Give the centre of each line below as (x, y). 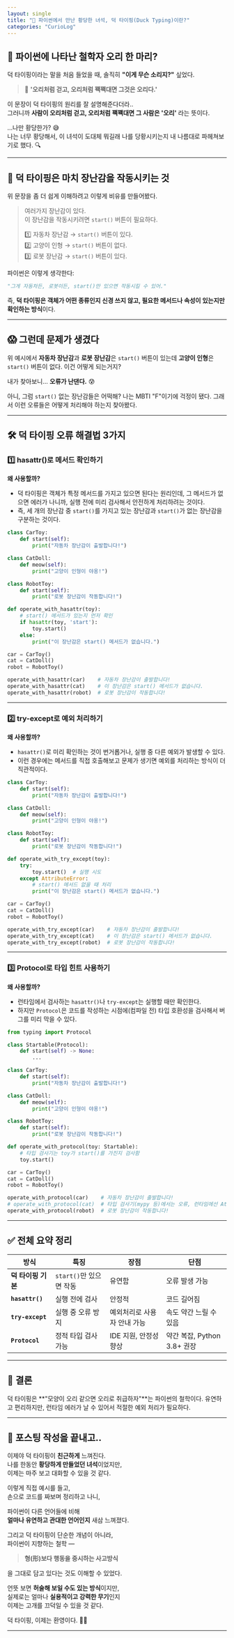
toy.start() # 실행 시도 (67, 872)
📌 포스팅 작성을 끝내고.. (55, 1438)
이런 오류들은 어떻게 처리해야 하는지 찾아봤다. (76, 405)
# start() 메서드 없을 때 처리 (72, 885)
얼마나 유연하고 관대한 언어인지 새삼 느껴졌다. (68, 1520)
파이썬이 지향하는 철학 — (41, 1544)
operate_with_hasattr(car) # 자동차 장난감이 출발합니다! (89, 680)
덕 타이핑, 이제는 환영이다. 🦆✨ (47, 1621)
